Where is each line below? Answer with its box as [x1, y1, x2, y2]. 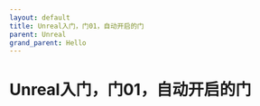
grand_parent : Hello [9, 38, 88, 48]
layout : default [9, 13, 70, 22]
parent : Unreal [9, 30, 67, 39]
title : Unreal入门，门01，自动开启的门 [9, 22, 144, 31]
